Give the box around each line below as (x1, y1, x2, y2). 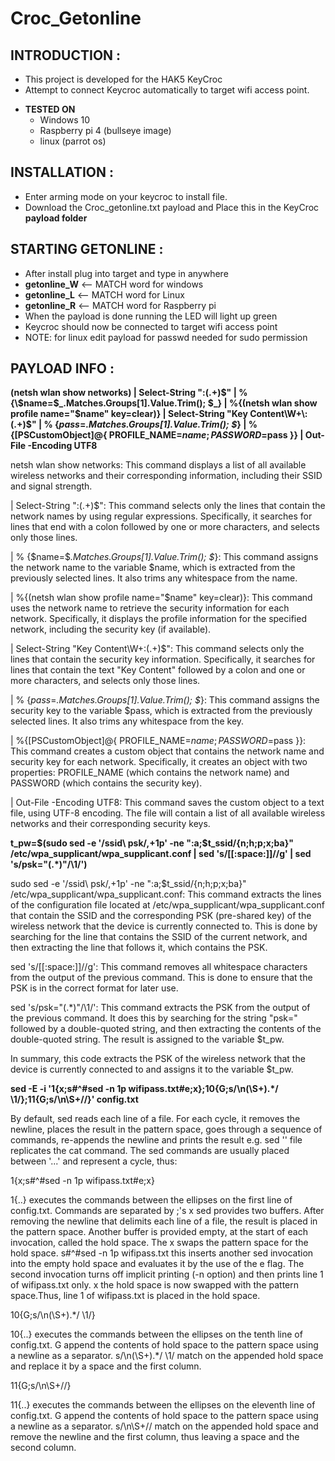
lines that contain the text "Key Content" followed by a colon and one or (10, 664, 306, 676)
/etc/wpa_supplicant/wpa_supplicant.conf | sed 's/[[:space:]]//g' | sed (10, 848, 312, 860)
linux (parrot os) (39, 135, 107, 147)
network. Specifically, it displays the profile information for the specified (10, 613, 307, 625)
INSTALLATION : (10, 164, 114, 181)
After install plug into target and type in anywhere (24, 267, 229, 279)
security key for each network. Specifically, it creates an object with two (10, 756, 308, 768)
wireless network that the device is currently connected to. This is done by (10, 920, 318, 932)
